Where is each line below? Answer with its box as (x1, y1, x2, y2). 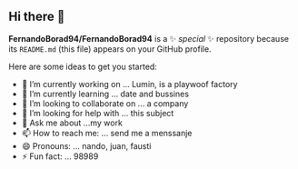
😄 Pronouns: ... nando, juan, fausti (21, 140, 152, 151)
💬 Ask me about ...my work (21, 117, 124, 128)
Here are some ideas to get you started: (8, 61, 158, 72)
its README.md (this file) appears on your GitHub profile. (8, 43, 212, 55)
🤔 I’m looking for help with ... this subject (21, 107, 174, 118)
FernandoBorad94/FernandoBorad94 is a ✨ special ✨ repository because (8, 33, 290, 44)
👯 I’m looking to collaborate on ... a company (21, 97, 189, 109)
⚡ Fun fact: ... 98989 (21, 151, 99, 162)
